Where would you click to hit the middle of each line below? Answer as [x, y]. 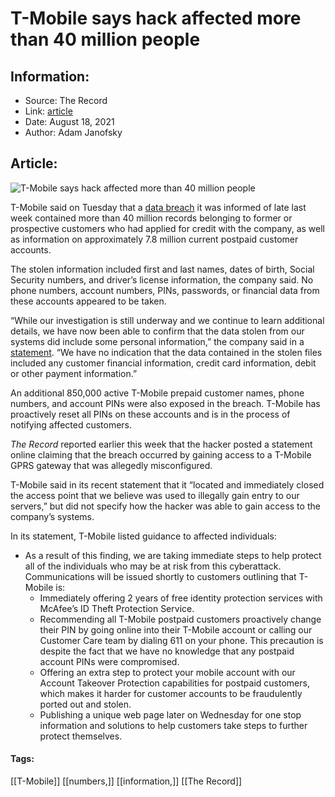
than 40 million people [105, 39]
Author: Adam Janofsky [73, 132]
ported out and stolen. [85, 704]
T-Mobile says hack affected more [156, 18]
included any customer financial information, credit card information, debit [163, 363]
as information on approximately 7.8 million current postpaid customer [154, 239]
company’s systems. [52, 516]
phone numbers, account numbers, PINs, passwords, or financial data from [165, 290]
